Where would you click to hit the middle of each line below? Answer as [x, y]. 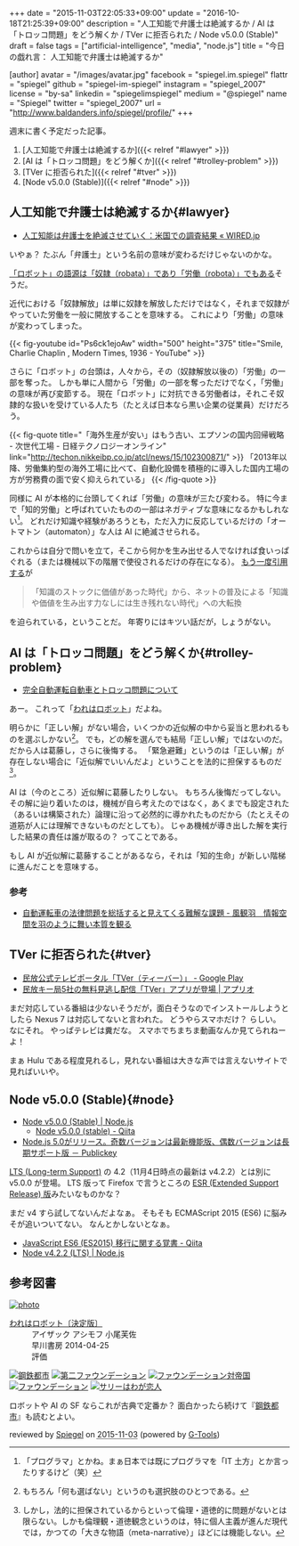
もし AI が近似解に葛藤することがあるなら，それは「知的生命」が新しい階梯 [148, 855]
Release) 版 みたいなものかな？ [65, 1193]
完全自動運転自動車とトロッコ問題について [100, 690]
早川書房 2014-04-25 [70, 1346]
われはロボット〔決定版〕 [56, 1323]
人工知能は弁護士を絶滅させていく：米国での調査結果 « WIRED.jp [141, 235]
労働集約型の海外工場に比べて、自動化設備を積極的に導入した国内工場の [157, 468]
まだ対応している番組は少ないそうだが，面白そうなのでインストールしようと [149, 1008]
